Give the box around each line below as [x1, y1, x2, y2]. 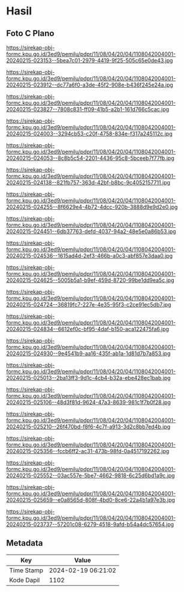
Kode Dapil [9, 576, 40, 584]
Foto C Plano [6, 28, 55, 38]
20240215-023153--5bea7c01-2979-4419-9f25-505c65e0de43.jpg [6, 57, 173, 64]
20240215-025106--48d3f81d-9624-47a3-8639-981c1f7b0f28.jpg [6, 398, 171, 406]
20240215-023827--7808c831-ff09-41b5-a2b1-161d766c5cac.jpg [6, 106, 170, 112]
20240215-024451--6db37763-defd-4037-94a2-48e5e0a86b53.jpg [6, 228, 176, 235]
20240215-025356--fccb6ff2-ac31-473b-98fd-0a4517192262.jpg [6, 448, 170, 454]
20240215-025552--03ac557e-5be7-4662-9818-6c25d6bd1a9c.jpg [6, 472, 175, 479]
